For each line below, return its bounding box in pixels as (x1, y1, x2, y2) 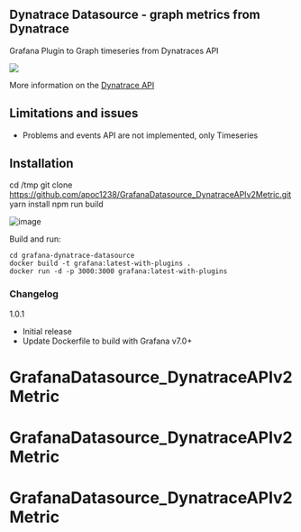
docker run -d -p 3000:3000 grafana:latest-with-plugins (9, 267, 228, 276)
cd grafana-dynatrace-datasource (9, 252, 135, 261)
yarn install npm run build (9, 198, 104, 210)
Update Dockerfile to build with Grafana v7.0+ (22, 335, 193, 346)
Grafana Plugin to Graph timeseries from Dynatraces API (9, 45, 219, 56)
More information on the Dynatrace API (9, 79, 155, 90)
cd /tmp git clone (9, 179, 73, 190)
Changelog (9, 288, 59, 300)
